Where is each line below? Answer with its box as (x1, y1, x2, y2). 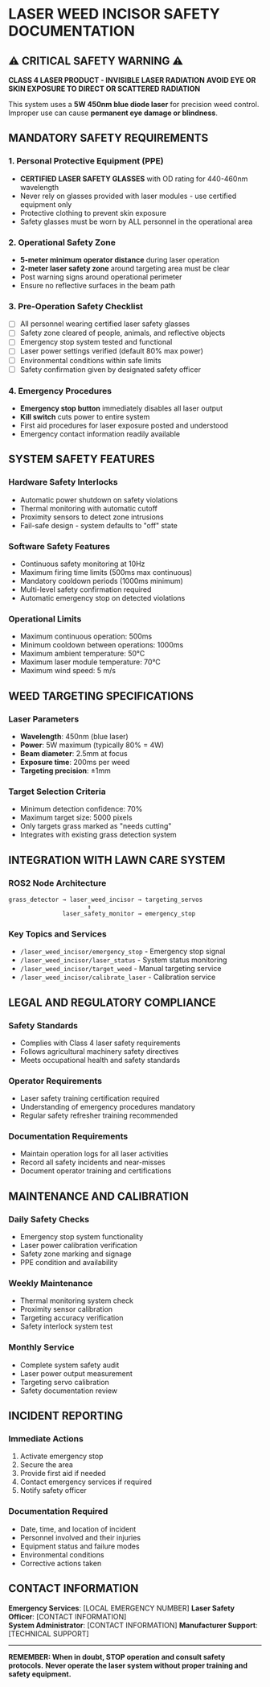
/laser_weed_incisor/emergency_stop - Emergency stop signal (19, 947, 226, 957)
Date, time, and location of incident (19, 1524, 137, 1534)
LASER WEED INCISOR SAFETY (8, 5, 220, 23)
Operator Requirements (8, 1075, 103, 1086)
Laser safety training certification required (19, 1094, 160, 1103)
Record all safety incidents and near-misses (19, 1157, 166, 1168)
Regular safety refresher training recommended (19, 1110, 178, 1120)
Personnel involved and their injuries (19, 1532, 141, 1542)
